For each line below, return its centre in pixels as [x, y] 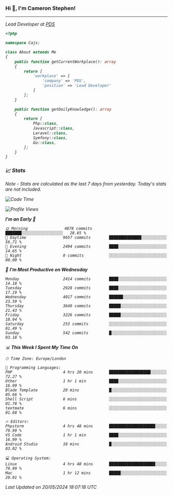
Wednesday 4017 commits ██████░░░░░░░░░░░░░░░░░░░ [86, 297]
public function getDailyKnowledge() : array [63, 109]
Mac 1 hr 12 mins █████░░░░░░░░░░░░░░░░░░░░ [86, 473]
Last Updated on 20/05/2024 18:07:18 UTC [51, 487]
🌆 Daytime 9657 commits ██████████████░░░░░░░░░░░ [86, 237]
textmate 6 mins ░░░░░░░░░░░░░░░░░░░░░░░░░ [86, 408]
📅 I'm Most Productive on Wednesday [47, 269]
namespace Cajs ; [23, 43]
